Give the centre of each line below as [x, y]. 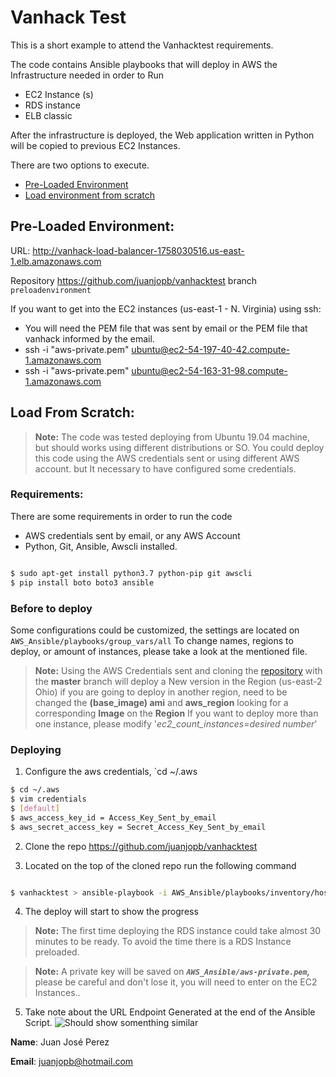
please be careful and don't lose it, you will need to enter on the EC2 [176, 982]
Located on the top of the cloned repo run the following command [160, 865]
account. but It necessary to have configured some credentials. [165, 468]
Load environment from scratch [90, 195]
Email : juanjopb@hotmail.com [72, 1062]
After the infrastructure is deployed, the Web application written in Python [162, 135]
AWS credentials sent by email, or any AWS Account [132, 535]
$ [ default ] [35, 808]
